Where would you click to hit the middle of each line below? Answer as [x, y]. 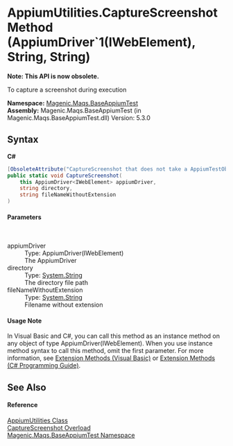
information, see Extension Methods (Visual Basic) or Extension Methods [111, 358]
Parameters [24, 217]
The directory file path [57, 283]
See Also [27, 387]
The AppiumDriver [51, 261]
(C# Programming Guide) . [44, 366]
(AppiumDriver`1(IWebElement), [101, 42]
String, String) [49, 57]
